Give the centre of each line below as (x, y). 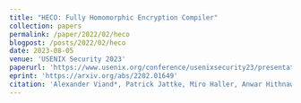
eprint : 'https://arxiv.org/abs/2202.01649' (94, 76)
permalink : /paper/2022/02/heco (69, 34)
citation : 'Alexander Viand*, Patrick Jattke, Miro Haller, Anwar (136, 84)
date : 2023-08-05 (42, 51)
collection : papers (46, 26)
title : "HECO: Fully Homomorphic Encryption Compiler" (114, 17)
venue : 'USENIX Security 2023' (68, 59)
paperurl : (28, 68)
